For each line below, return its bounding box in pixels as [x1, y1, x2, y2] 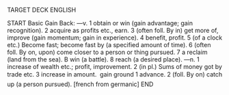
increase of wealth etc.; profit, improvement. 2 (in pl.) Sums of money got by [7, 63, 222, 70]
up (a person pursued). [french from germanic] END [7, 80, 154, 88]
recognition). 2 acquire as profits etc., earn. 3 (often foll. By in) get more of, [7, 27, 219, 34]
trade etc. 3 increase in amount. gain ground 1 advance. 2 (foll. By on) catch [7, 70, 223, 78]
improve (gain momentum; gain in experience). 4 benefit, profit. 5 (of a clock [7, 33, 223, 42]
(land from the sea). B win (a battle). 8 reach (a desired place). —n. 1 [7, 55, 200, 64]
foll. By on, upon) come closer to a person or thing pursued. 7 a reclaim [7, 48, 208, 56]
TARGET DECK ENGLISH [7, 6, 77, 14]
